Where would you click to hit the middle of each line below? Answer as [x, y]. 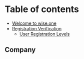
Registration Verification [37, 28]
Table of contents [42, 9]
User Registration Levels [44, 34]
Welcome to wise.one [34, 23]
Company [20, 50]
